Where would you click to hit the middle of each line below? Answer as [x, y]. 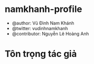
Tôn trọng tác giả [41, 54]
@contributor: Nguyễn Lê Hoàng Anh [50, 33]
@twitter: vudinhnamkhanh [40, 28]
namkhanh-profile [43, 9]
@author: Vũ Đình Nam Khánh [43, 23]
